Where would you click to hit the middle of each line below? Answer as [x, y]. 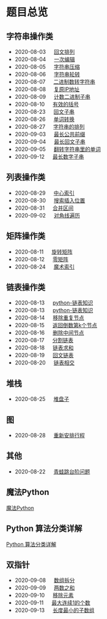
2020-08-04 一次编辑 [45, 59]
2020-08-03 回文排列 [45, 52]
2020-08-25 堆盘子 [42, 399]
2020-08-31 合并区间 [44, 208]
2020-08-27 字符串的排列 [50, 127]
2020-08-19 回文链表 [44, 355]
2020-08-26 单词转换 [45, 119]
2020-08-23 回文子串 [45, 112]
